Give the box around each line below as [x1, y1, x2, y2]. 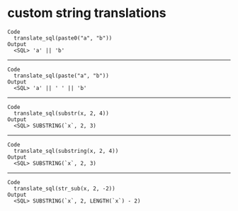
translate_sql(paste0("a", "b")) [13, 34, 113, 42]
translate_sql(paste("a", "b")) [13, 72, 110, 79]
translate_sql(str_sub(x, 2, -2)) [13, 185, 115, 192]
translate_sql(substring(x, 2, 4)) [13, 147, 119, 154]
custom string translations [7, 5, 166, 21]
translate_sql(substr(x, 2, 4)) [13, 110, 110, 117]
